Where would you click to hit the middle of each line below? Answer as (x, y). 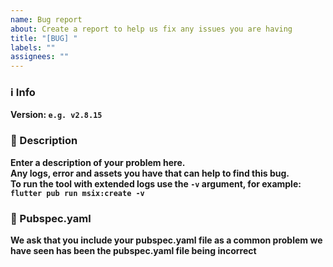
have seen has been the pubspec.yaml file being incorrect (133, 251)
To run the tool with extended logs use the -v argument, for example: (156, 183)
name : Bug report (46, 19)
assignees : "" (40, 57)
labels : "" (33, 47)
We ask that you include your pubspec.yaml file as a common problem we (166, 240)
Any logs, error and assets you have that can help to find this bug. (150, 173)
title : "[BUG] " (44, 38)
